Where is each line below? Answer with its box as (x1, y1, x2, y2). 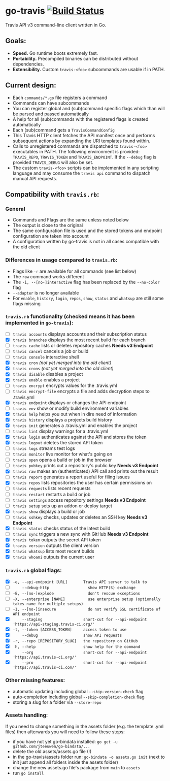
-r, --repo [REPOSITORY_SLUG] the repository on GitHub (12, 639, 138, 644)
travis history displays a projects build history (12, 416, 113, 422)
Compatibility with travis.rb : (5, 190, 99, 199)
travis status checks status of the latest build (12, 525, 111, 531)
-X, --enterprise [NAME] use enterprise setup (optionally (12, 597, 161, 602)
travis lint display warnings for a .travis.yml (12, 428, 108, 434)
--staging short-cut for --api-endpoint (22, 617, 147, 622)
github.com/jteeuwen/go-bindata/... (12, 744, 90, 749)
